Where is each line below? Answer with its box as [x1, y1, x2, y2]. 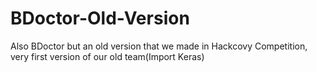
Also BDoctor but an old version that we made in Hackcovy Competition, [10, 40, 308, 52]
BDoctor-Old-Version [10, 7, 190, 30]
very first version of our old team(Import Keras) [10, 50, 205, 62]
